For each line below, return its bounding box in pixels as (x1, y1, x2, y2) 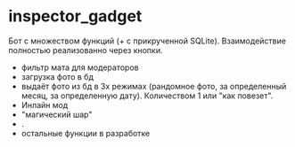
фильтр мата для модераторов (20, 62, 139, 73)
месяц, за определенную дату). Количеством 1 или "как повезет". (20, 90, 274, 101)
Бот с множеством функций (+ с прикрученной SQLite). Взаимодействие (8, 35, 287, 46)
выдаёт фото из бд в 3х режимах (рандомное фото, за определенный (20, 81, 287, 91)
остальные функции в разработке (20, 128, 151, 138)
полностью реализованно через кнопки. (8, 44, 163, 55)
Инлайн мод (20, 99, 69, 110)
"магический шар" (20, 109, 93, 120)
